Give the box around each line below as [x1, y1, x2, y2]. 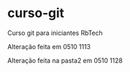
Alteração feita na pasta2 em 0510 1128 [7, 56, 123, 65]
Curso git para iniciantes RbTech [7, 29, 104, 37]
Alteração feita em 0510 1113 [7, 42, 91, 51]
